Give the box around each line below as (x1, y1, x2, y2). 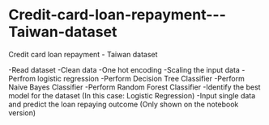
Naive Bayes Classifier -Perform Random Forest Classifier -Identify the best (8, 82, 261, 92)
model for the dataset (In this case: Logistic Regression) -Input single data (8, 90, 256, 100)
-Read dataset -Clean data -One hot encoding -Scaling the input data (8, 65, 241, 74)
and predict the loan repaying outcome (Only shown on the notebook (8, 99, 239, 109)
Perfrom (8, 73, 36, 83)
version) (8, 107, 36, 118)
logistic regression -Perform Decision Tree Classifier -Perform (37, 73, 246, 83)
